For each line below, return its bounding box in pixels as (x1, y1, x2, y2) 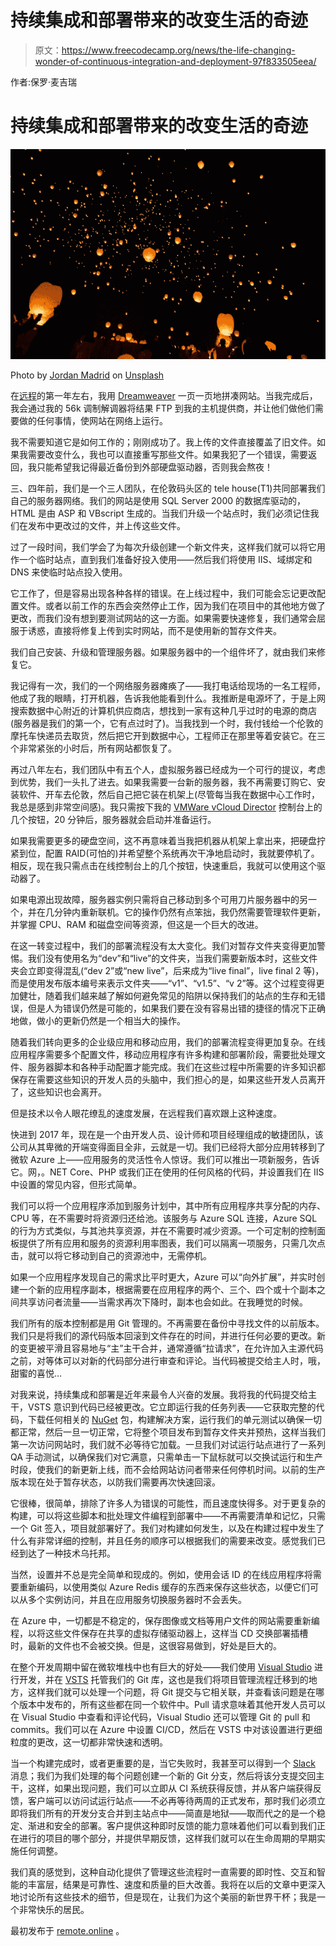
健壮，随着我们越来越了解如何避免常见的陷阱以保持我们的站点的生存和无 (18, 989, 317, 1001)
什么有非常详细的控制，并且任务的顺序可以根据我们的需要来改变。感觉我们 (10, 1534, 317, 1546)
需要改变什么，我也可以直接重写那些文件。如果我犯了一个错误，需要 (27, 448, 308, 460)
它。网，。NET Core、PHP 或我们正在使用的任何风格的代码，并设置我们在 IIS (10, 1166, 325, 1178)
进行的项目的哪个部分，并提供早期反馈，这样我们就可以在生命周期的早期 (18, 1832, 317, 1844)
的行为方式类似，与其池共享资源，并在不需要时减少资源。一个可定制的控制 (10, 1224, 317, 1236)
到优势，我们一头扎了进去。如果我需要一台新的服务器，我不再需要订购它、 (10, 776, 317, 788)
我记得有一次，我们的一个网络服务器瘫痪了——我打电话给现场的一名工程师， (10, 679, 326, 691)
